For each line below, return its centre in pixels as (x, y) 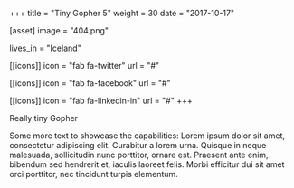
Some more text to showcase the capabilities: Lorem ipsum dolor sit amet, (147, 136)
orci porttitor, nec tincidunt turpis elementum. (94, 174)
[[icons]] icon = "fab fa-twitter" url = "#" (85, 66)
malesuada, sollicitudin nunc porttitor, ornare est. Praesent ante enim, (139, 155)
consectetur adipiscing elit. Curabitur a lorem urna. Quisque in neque (138, 145)
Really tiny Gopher (44, 118)
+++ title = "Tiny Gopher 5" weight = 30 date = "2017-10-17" (122, 13)
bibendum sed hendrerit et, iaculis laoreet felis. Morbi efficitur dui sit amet (147, 164)
